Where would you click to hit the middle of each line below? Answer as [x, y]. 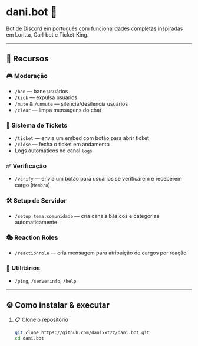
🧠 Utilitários [23, 268]
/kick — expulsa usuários [46, 97]
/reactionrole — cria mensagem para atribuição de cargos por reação [100, 253]
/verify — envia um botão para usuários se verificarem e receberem [98, 179]
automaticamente [36, 222]
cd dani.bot [29, 338]
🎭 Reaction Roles [32, 237]
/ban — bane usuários [41, 91]
